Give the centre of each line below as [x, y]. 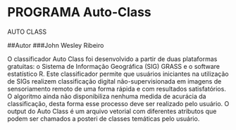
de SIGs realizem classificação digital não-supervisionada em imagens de [114, 81]
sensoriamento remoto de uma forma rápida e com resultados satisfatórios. [117, 89]
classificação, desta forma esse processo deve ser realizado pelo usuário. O [118, 103]
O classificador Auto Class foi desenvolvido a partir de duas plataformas [112, 59]
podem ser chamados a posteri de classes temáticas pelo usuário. [104, 118]
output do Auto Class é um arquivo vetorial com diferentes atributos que [112, 111]
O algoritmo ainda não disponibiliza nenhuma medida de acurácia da [107, 96]
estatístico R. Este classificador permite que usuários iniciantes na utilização [118, 74]
